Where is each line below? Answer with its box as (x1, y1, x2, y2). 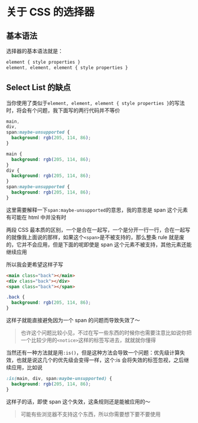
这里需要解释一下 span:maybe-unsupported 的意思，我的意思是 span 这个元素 (6, 206, 188, 213)
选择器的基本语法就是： (6, 48, 63, 54)
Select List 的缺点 (6, 83, 71, 93)
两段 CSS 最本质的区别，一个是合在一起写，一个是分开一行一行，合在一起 (6, 226, 186, 233)
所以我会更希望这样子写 (6, 261, 63, 268)
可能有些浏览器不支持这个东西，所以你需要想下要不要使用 (20, 411, 161, 418)
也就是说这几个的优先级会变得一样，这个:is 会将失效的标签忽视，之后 (16, 356, 184, 363)
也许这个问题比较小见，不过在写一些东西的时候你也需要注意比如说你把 (20, 329, 192, 336)
